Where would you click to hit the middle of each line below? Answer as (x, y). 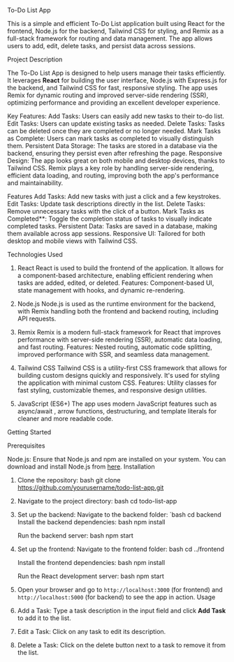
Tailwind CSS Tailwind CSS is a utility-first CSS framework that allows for (122, 368)
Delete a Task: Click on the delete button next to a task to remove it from (121, 645)
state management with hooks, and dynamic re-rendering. (101, 290)
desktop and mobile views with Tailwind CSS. (73, 241)
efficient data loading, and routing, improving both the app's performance (113, 175)
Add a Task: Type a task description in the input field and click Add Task (122, 611)
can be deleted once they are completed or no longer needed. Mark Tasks (114, 131)
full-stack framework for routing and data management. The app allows (110, 38)
